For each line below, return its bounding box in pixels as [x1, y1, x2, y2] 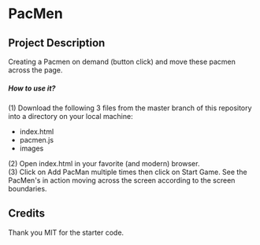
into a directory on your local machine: [8, 111, 133, 121]
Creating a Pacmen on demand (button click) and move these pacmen [8, 57, 236, 66]
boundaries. [8, 184, 47, 193]
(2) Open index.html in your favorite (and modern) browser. [8, 158, 200, 168]
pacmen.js [19, 135, 54, 144]
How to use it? [8, 84, 56, 93]
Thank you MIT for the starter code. [8, 228, 124, 237]
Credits [8, 206, 46, 221]
